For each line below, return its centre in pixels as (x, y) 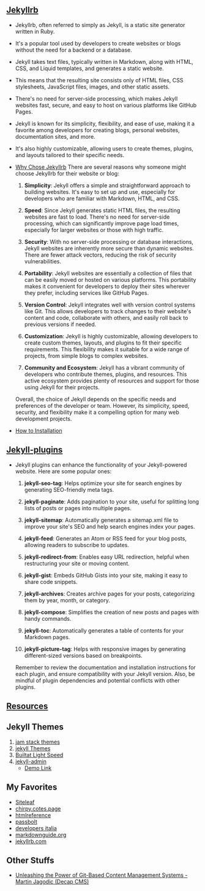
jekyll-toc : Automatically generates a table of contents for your (104, 630)
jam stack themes (37, 742)
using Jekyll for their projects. (62, 387)
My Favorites (32, 788)
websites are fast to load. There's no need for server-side (97, 217)
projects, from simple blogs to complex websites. (86, 356)
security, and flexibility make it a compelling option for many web (97, 412)
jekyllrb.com (31, 841)
